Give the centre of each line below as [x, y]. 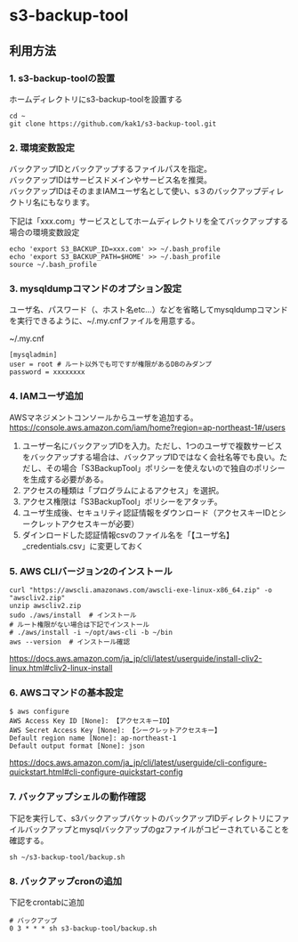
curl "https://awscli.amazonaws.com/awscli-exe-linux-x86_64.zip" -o [141, 590]
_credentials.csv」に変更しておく [83, 546]
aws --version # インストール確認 [70, 642]
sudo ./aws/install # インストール [73, 615]
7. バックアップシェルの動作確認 [78, 797]
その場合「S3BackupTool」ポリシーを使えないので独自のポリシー [166, 467]
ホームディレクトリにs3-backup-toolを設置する [96, 99]
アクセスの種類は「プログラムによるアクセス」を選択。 [123, 490]
